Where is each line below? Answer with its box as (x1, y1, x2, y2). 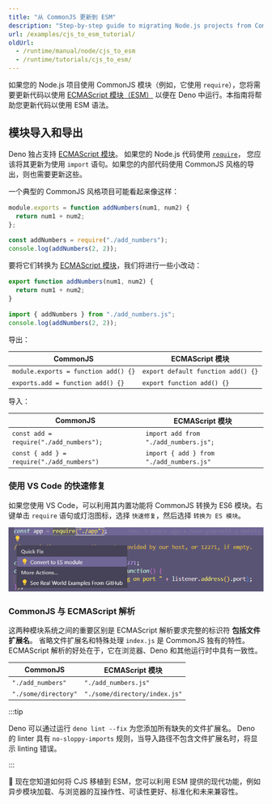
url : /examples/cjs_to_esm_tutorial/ (8, 30, 136, 38)
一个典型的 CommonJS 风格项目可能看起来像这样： (8, 186, 180, 196)
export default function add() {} (142, 368, 259, 376)
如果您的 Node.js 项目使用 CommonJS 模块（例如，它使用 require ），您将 (8, 80, 254, 89)
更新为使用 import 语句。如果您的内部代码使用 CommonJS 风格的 (29, 159, 248, 169)
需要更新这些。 (36, 169, 87, 179)
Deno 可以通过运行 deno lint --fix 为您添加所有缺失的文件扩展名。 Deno (8, 723, 256, 733)
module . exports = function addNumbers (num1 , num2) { (8, 203, 190, 212)
